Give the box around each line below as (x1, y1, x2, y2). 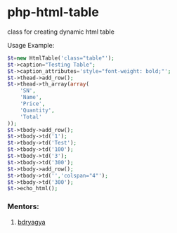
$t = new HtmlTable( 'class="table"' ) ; (7, 54, 114, 62)
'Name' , (20, 94, 42, 101)
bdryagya (17, 218, 46, 226)
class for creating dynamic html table (7, 27, 114, 36)
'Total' (20, 113, 42, 120)
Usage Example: (7, 41, 55, 49)
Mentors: (7, 201, 40, 211)
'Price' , (20, 100, 46, 107)
